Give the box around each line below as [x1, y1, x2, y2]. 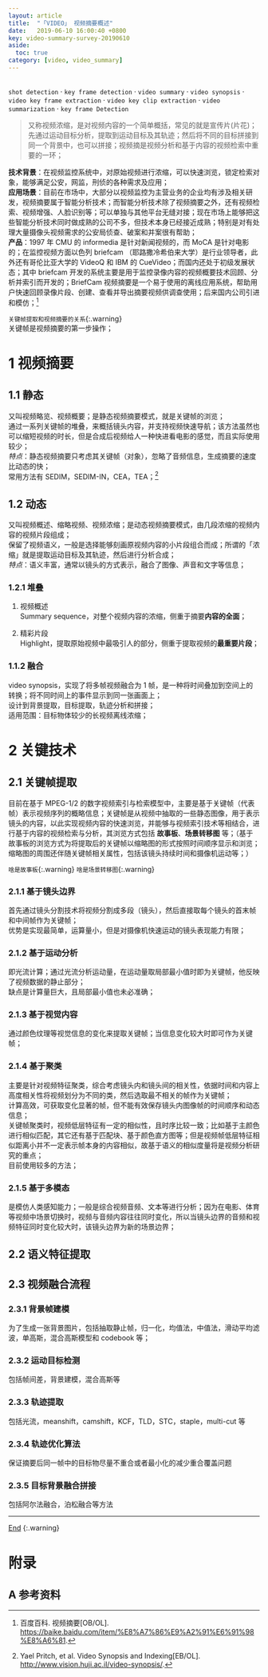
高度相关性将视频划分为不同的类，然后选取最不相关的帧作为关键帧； [8, 1090, 232, 1100]
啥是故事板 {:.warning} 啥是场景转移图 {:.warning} [8, 864, 156, 874]
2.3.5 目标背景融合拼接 [8, 1479, 97, 1491]
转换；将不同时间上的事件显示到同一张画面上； [8, 690, 162, 700]
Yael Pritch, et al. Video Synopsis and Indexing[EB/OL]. [19, 1651, 201, 1661]
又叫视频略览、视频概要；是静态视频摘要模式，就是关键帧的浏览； [8, 411, 225, 421]
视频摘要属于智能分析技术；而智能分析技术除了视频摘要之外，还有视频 [22, 197, 253, 206]
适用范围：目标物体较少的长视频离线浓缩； [8, 710, 148, 720]
